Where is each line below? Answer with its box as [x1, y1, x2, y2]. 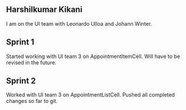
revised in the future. [6, 59, 57, 66]
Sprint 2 [6, 76, 36, 86]
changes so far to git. [6, 98, 58, 105]
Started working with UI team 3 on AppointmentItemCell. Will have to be [6, 53, 181, 60]
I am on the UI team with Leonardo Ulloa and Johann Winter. [6, 20, 152, 27]
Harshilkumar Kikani [6, 5, 82, 15]
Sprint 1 [6, 37, 35, 47]
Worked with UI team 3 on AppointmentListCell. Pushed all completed [6, 91, 175, 98]
